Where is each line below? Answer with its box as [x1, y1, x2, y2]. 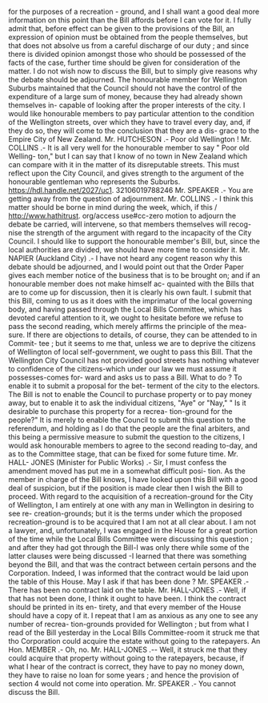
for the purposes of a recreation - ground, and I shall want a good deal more [8, 7, 260, 16]
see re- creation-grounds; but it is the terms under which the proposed [8, 508, 242, 518]
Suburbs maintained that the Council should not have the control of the [8, 83, 242, 93]
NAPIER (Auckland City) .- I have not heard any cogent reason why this [8, 254, 242, 263]
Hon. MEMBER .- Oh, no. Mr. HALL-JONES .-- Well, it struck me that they [8, 645, 248, 654]
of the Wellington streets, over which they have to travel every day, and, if [8, 118, 251, 127]
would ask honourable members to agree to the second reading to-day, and [8, 440, 258, 450]
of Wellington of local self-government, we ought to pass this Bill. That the [8, 347, 254, 356]
